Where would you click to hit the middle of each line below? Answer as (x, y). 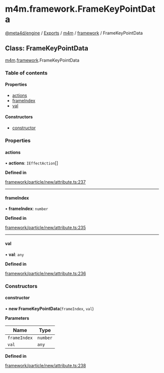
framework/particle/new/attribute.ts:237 (45, 182)
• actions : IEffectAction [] (32, 163)
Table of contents (26, 73)
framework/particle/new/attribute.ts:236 (46, 273)
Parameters (17, 318)
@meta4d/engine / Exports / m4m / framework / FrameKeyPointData (74, 33)
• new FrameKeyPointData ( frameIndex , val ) (50, 308)
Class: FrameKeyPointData (47, 48)
